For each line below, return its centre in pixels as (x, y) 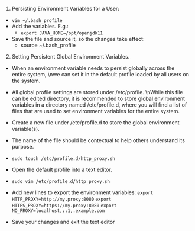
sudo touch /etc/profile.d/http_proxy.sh (63, 159)
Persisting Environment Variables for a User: (66, 9)
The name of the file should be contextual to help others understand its (98, 140)
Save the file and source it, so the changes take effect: (78, 39)
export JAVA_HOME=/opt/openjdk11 (62, 33)
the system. (26, 81)
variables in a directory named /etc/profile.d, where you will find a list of (99, 105)
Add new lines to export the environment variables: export (82, 192)
